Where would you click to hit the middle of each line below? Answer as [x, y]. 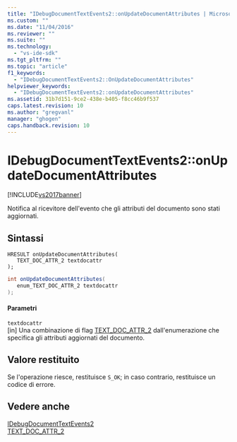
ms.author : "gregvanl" [41, 112]
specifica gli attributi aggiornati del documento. [76, 338]
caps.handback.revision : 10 [49, 125]
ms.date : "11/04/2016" [41, 27]
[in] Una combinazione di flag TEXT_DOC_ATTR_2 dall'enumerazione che [114, 330]
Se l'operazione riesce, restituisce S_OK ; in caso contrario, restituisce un [111, 377]
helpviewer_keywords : [39, 86]
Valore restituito [43, 360]
